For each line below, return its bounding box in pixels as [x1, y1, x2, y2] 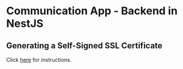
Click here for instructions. [6, 57, 72, 63]
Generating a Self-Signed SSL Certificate [6, 40, 163, 51]
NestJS [6, 17, 44, 30]
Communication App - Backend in [6, 4, 178, 18]
